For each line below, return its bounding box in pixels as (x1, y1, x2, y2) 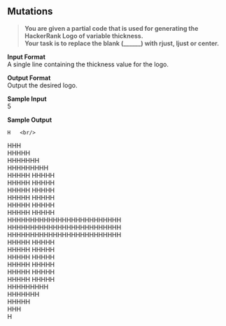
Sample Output (7, 115, 52, 124)
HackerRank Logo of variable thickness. (24, 31, 143, 40)
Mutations (7, 6, 53, 17)
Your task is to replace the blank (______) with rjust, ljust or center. (24, 38, 220, 48)
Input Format (7, 52, 45, 61)
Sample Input (7, 94, 47, 103)
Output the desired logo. (7, 80, 78, 90)
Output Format (7, 73, 51, 82)
